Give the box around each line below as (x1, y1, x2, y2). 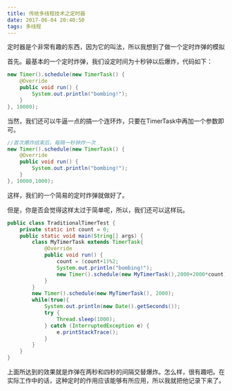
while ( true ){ (32, 296, 70, 304)
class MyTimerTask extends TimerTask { (32, 239, 144, 246)
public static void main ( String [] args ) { (19, 232, 144, 239)
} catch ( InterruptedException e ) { (43, 322, 150, 329)
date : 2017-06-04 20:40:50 (7, 17, 85, 23)
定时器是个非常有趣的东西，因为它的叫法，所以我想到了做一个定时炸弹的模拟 (7, 43, 225, 51)
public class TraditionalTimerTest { (7, 219, 116, 227)
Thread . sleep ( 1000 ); (56, 316, 116, 323)
